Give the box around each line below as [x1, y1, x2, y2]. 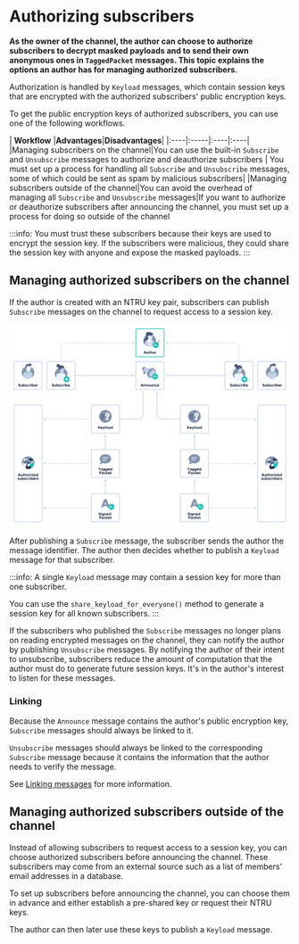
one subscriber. [9, 582, 67, 592]
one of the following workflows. [9, 118, 126, 128]
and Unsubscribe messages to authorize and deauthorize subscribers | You [9, 153, 284, 164]
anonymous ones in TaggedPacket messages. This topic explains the [9, 54, 265, 65]
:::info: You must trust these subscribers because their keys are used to [9, 228, 272, 238]
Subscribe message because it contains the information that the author [9, 751, 270, 762]
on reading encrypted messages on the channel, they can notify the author [9, 635, 285, 646]
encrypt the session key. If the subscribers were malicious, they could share [9, 237, 289, 248]
